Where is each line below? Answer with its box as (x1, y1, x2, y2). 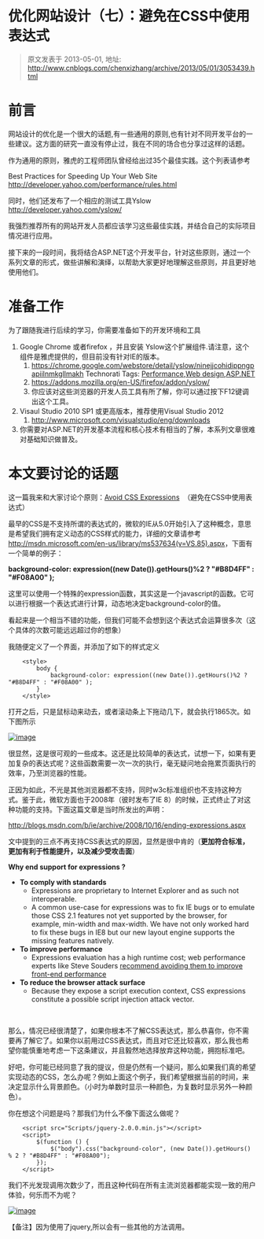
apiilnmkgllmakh (31, 369, 84, 378)
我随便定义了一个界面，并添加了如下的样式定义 (8, 642, 159, 651)
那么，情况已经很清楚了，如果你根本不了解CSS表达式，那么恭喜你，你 (8, 1026, 236, 1035)
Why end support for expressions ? (8, 862, 126, 872)
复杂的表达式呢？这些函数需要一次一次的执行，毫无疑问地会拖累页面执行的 (14, 758, 256, 768)
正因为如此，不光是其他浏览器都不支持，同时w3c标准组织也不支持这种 (8, 784, 236, 795)
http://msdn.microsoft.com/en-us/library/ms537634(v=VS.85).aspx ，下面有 (8, 538, 253, 548)
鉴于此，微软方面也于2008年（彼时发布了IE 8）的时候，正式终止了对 (21, 795, 244, 804)
